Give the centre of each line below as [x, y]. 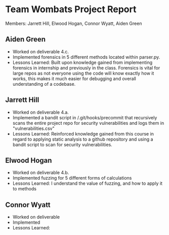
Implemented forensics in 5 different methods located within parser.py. [86, 57]
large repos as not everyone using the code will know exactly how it [83, 73]
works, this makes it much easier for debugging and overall [74, 78]
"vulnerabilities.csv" [33, 128]
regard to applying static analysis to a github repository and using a [83, 139]
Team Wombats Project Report [71, 9]
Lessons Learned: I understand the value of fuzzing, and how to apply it [88, 183]
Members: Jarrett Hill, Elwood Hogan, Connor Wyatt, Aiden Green [74, 23]
